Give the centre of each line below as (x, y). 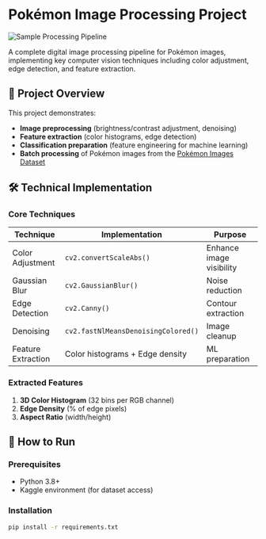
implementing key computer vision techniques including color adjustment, (129, 60)
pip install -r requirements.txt (63, 527)
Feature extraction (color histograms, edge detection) (108, 136)
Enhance (223, 248)
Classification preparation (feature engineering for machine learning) (134, 145)
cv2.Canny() (87, 308)
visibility (222, 268)
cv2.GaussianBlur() (101, 286)
